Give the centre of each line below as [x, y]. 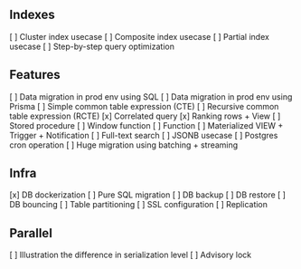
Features [35, 75]
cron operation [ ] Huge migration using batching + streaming [124, 145]
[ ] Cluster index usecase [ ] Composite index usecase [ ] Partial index [139, 36]
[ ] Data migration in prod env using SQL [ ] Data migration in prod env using [151, 96]
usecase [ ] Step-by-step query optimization [92, 46]
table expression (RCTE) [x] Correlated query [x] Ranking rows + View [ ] [145, 116]
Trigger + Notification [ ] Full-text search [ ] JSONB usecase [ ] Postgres [144, 135]
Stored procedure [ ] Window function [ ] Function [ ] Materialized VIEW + [146, 125]
